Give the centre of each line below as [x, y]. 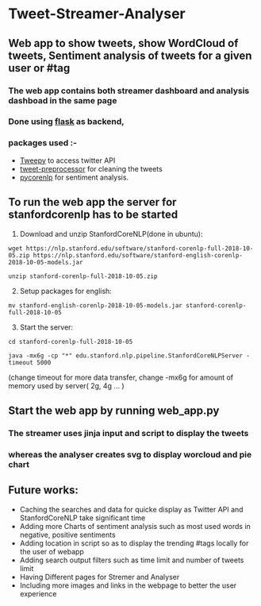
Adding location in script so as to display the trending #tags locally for [134, 543]
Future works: [44, 490]
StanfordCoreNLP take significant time [83, 518]
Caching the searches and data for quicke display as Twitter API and [131, 509]
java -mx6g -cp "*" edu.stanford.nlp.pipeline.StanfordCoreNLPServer [126, 355]
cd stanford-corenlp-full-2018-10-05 [71, 342]
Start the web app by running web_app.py [114, 410]
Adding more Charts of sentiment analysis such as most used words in [135, 526]
